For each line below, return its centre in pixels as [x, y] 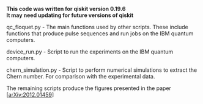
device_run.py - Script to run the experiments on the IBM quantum [90, 52]
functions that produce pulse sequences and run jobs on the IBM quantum [100, 33]
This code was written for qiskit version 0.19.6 [66, 9]
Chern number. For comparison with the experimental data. [81, 76]
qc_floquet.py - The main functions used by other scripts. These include [97, 27]
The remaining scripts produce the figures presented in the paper [89, 88]
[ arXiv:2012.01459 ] [30, 95]
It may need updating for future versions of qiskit [70, 15]
